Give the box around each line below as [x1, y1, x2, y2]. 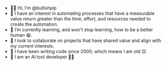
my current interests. [10, 43, 55, 49]
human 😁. [10, 32, 32, 38]
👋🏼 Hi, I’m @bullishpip [10, 5, 57, 11]
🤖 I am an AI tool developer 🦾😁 [10, 54, 74, 60]
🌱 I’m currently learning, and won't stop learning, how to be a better [10, 27, 153, 33]
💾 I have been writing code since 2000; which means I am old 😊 [10, 49, 147, 54]
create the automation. [10, 21, 58, 27]
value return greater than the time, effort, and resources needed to [10, 16, 151, 21]
